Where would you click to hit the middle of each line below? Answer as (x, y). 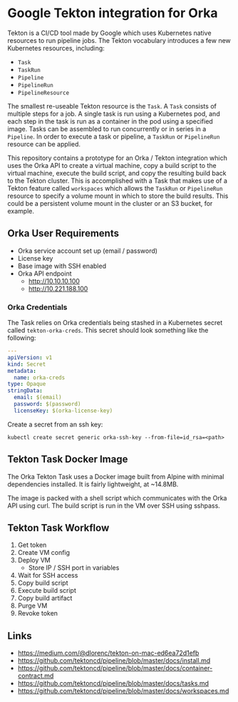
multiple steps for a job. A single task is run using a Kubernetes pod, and (114, 114)
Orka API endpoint (45, 274)
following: (22, 338)
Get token (32, 545)
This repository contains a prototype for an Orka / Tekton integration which (118, 158)
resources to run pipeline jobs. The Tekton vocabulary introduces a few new (119, 40)
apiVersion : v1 (30, 357)
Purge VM (32, 606)
